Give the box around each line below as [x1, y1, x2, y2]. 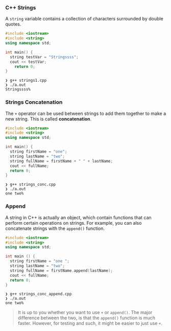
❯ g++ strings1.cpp [5, 78, 47, 83]
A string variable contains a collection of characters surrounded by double [5, 16, 163, 22]
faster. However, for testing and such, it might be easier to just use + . [17, 320, 162, 326]
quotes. [5, 21, 21, 27]
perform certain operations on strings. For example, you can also [5, 220, 142, 226]
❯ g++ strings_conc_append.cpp [5, 292, 72, 297]
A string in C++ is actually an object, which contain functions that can [5, 214, 152, 221]
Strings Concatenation [5, 99, 63, 106]
